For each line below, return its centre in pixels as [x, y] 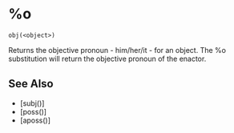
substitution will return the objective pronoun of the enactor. [107, 58]
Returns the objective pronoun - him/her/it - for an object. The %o [117, 50]
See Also [31, 84]
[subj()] [32, 103]
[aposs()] [35, 120]
